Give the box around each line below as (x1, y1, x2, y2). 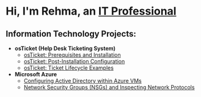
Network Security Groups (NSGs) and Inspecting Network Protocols (23, 84, 195, 91)
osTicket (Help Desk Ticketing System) (14, 45, 116, 52)
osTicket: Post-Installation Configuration (23, 58, 125, 65)
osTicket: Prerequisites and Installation (23, 51, 122, 59)
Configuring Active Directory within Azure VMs (23, 77, 142, 84)
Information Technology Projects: (5, 29, 137, 39)
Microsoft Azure (14, 71, 57, 77)
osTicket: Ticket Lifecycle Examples (23, 64, 114, 71)
